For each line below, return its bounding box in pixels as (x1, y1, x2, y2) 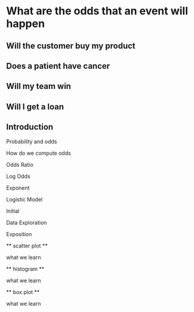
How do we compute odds (6, 149, 72, 157)
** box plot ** (6, 288, 40, 295)
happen (6, 17, 45, 30)
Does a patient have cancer (6, 61, 110, 71)
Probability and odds (6, 137, 57, 145)
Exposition (6, 230, 32, 237)
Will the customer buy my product (6, 41, 136, 51)
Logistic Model (6, 195, 43, 203)
